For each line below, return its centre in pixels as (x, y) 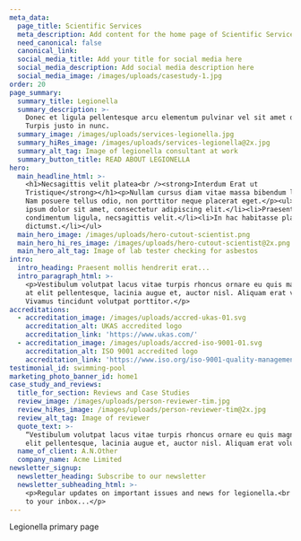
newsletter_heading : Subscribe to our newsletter (112, 476)
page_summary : (36, 92)
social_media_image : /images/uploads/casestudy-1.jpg (120, 76)
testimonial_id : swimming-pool (68, 368)
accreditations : (39, 310)
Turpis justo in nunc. (68, 127)
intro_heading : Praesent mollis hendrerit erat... (114, 268)
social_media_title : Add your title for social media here (130, 59)
